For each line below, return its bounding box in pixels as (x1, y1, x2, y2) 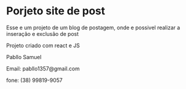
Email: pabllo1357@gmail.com (6, 65, 80, 72)
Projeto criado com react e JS (6, 42, 80, 49)
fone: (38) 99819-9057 (6, 76, 63, 84)
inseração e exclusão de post (6, 30, 79, 37)
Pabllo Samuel (6, 53, 42, 60)
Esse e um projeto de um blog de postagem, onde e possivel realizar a (6, 24, 181, 31)
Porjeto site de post (6, 4, 106, 18)
